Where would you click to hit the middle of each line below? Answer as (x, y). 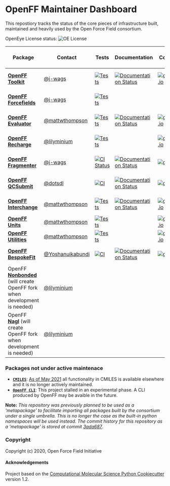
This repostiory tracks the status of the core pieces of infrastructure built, (82, 23)
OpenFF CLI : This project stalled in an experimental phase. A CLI (79, 390)
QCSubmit (20, 186)
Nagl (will (19, 321)
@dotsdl (54, 183)
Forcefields (22, 102)
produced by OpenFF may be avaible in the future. (65, 395)
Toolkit (16, 82)
